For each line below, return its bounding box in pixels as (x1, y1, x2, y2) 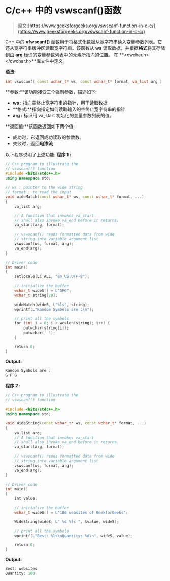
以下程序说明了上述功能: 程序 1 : (5, 151, 72, 157)
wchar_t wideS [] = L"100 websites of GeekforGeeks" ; (14, 510, 128, 515)
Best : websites (5, 566, 38, 571)
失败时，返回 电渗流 (12, 140, 53, 146)
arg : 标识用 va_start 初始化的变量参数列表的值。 (12, 112, 114, 118)
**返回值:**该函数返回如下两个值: (5, 123, 75, 129)
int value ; (14, 496, 38, 501)
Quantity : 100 (5, 571, 36, 576)
